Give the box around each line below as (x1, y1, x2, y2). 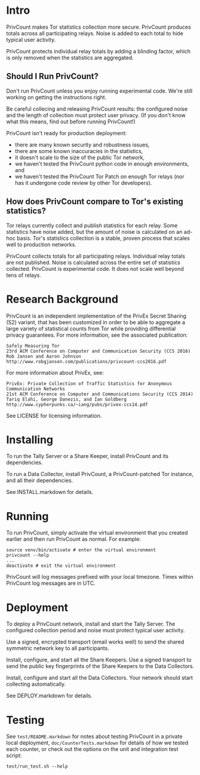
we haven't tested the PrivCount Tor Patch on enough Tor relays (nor (14, 173, 184, 180)
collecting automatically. (6, 681, 66, 688)
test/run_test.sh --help (6, 764, 68, 770)
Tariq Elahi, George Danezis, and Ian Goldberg (6, 396, 127, 402)
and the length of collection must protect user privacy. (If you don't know (6, 111, 186, 118)
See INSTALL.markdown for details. (6, 489, 94, 496)
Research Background (6, 292, 118, 306)
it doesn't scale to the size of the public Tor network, (14, 154, 145, 161)
